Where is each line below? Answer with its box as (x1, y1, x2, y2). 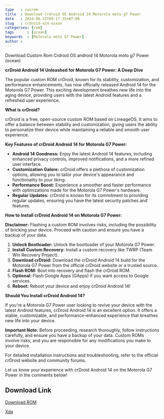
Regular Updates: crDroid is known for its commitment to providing (12, 192, 148, 198)
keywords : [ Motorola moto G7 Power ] (5, 35, 84, 40)
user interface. (12, 161, 42, 167)
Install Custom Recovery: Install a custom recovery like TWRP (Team (12, 246, 153, 252)
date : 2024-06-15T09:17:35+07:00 (5, 16, 80, 21)
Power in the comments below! (5, 372, 68, 378)
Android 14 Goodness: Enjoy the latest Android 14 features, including (12, 151, 153, 156)
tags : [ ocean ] (5, 30, 47, 35)
